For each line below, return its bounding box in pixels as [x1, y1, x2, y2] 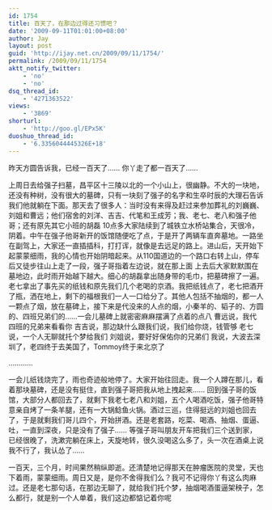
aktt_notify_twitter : [8, 65, 82, 73]
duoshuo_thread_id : [8, 132, 74, 140]
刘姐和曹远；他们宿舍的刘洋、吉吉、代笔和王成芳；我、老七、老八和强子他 [8, 210, 257, 220]
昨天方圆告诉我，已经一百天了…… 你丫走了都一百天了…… [8, 162, 198, 172]
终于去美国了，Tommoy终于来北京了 [43, 341, 165, 352]
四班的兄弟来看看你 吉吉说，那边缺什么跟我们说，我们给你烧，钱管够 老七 [8, 321, 253, 331]
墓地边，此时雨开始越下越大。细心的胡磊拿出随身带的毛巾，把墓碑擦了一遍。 [8, 271, 264, 280]
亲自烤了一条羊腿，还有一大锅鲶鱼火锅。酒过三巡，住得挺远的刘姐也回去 [15, 405, 257, 415]
